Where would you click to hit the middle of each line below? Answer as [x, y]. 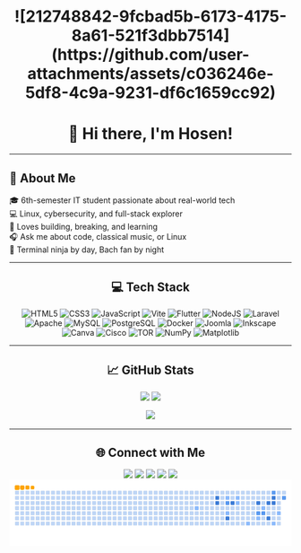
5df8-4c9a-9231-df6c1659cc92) [150, 93]
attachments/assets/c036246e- [150, 74]
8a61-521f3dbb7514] [150, 35]
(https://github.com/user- [150, 55]
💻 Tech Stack [150, 288]
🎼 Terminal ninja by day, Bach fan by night [86, 250]
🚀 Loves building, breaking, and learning [84, 226]
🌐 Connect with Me [150, 452]
